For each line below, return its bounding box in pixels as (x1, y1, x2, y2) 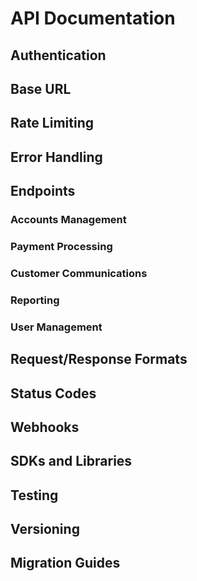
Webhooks (10, 418, 80, 436)
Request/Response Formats (10, 351, 188, 368)
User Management (10, 320, 103, 334)
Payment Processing (10, 239, 113, 253)
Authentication (10, 47, 107, 64)
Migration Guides (10, 555, 121, 572)
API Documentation (10, 7, 176, 30)
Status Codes (10, 385, 97, 402)
